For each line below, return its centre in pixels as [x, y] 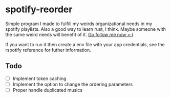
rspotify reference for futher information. [48, 50]
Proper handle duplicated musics [48, 90]
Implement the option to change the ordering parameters [73, 84]
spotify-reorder [39, 9]
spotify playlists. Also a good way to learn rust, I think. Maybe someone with [86, 29]
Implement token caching [39, 79]
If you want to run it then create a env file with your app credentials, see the [85, 44]
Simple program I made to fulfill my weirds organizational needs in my [79, 24]
